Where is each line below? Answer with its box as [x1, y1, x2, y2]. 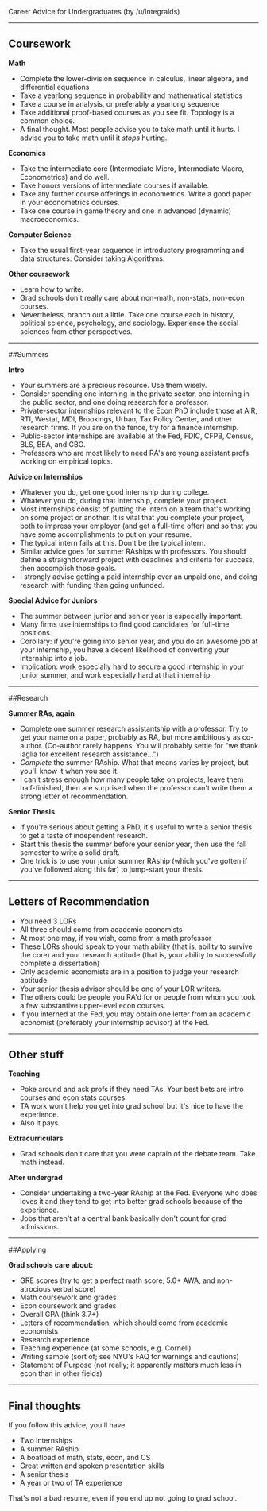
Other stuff [8, 1048, 64, 1062]
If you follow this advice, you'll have [8, 1420, 126, 1430]
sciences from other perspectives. [19, 326, 133, 336]
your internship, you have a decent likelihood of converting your [19, 644, 230, 655]
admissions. [19, 1222, 60, 1232]
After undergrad [8, 1173, 63, 1183]
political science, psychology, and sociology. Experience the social [19, 318, 239, 328]
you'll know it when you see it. [19, 766, 119, 775]
